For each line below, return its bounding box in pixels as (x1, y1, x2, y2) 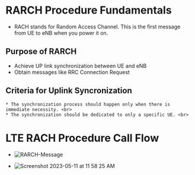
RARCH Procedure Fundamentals (5, 4, 172, 17)
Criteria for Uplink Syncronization (5, 86, 132, 96)
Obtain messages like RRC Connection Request (14, 69, 130, 76)
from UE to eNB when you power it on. (14, 29, 108, 36)
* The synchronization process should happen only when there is (5, 101, 170, 107)
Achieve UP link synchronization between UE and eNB (14, 62, 147, 69)
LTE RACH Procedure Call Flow (5, 131, 159, 145)
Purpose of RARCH (5, 47, 77, 57)
